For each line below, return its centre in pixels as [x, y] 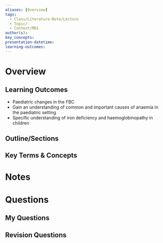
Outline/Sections [32, 139]
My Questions [27, 218]
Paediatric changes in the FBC [43, 102]
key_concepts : [20, 38]
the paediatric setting [34, 112]
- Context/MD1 [24, 28]
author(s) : [16, 33]
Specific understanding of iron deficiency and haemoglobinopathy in [82, 118]
